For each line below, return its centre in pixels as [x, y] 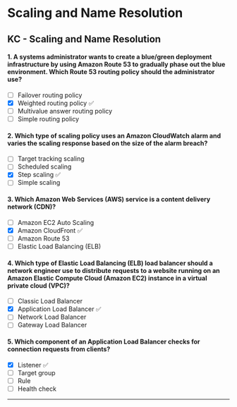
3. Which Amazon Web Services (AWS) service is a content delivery [109, 200]
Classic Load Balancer [50, 301]
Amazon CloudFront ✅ [50, 230]
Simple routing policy [48, 119]
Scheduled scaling [44, 166]
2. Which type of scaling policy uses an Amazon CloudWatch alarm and [114, 135]
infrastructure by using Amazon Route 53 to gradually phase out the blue [116, 64]
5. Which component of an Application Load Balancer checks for [104, 341]
